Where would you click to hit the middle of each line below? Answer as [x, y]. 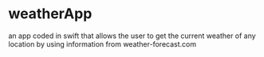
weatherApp [50, 14]
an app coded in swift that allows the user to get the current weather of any [132, 36]
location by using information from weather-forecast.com [102, 44]
